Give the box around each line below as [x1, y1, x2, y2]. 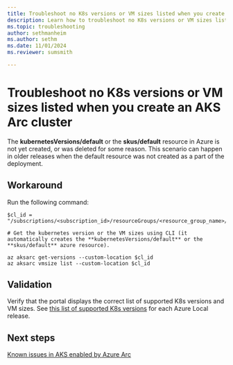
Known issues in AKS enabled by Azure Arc [7, 350, 132, 359]
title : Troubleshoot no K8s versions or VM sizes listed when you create [7, 10, 225, 17]
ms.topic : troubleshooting [7, 23, 85, 30]
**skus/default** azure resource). [7, 241, 110, 248]
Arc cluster [7, 114, 73, 130]
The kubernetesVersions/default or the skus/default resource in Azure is [7, 137, 220, 146]
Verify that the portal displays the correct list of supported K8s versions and [7, 297, 225, 305]
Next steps [7, 332, 55, 343]
